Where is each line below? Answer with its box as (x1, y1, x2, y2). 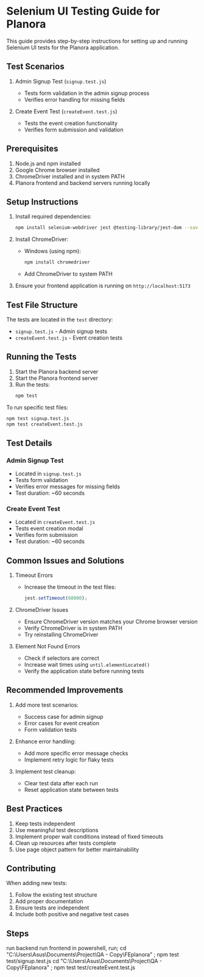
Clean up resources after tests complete (15, 839, 116, 847)
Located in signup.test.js (15, 470, 82, 477)
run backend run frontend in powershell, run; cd (6, 945, 127, 952)
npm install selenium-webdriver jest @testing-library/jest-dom (15, 225, 182, 231)
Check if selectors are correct (24, 654, 99, 662)
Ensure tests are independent (15, 904, 90, 911)
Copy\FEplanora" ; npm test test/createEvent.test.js (6, 964, 136, 972)
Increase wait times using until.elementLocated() (24, 661, 150, 668)
